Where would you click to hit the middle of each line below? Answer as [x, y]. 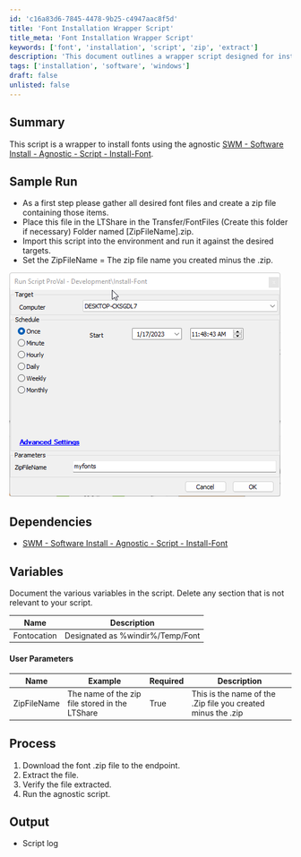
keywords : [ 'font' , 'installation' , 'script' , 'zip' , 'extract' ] [134, 47]
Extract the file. [50, 775]
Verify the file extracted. [67, 784]
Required [167, 681]
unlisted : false [39, 85]
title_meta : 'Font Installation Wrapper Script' [102, 38]
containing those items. [65, 213]
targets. [36, 251]
